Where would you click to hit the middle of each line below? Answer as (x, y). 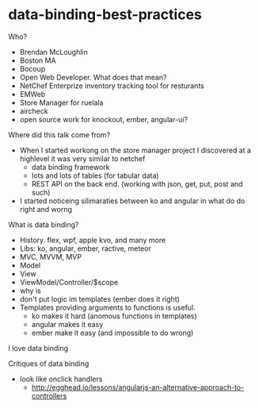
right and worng (46, 209)
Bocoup (32, 68)
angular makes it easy (67, 324)
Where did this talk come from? (59, 135)
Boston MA (38, 60)
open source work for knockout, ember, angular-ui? (104, 119)
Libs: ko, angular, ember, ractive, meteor (86, 248)
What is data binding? (44, 225)
